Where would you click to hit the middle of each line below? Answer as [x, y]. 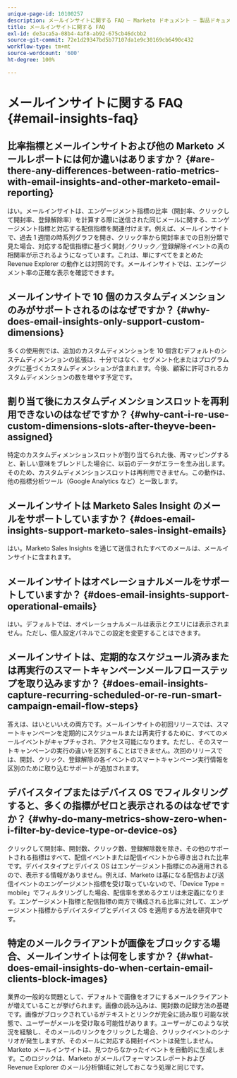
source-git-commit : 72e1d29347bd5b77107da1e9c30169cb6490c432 [101, 40]
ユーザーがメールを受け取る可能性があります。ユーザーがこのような [124, 1023]
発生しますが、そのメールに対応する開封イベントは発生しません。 [121, 1041]
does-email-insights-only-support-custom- [106, 322]
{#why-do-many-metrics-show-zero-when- [128, 819]
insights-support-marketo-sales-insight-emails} [117, 530]
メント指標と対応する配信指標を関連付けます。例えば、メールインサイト [124, 228]
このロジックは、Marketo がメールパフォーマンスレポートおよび [112, 1058]
